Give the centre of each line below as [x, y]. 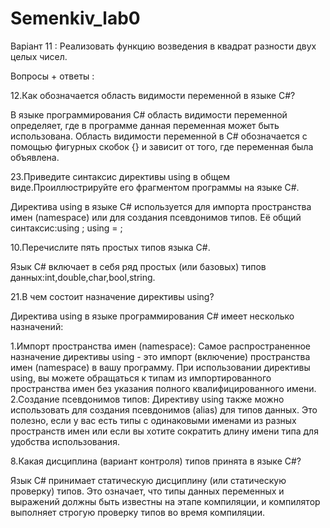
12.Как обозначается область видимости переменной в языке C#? [153, 95]
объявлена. [35, 157]
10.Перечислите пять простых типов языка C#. [110, 247]
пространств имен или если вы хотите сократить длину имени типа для [164, 431]
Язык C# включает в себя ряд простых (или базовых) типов [138, 266]
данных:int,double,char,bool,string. [83, 277]
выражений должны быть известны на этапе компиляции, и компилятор [165, 501]
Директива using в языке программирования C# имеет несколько [152, 316]
